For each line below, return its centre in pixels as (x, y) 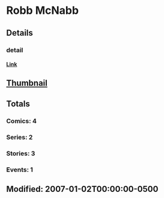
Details (20, 33)
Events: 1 (20, 170)
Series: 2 (20, 137)
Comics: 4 (22, 121)
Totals (18, 104)
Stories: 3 (21, 153)
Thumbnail (27, 83)
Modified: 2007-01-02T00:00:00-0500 (82, 189)
